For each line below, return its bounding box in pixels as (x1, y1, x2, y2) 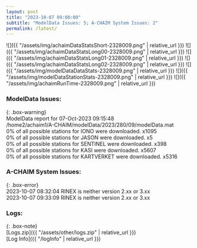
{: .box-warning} (6, 108, 46, 115)
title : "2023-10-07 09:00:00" (6, 14, 82, 20)
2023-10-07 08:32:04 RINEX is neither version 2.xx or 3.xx (6, 188, 151, 195)
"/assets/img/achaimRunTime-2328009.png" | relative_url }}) (6, 80, 156, 87)
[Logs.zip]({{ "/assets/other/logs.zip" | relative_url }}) (6, 229, 136, 236)
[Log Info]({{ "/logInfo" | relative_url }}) (6, 235, 101, 243)
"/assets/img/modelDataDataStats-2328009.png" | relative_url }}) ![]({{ (14, 67, 188, 75)
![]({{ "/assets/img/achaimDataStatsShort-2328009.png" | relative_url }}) (6, 42, 185, 49)
